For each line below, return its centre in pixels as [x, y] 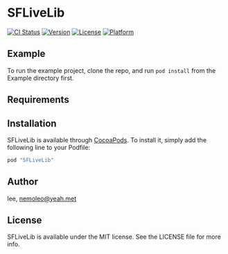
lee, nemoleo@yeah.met [42, 198]
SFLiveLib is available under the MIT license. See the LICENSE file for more [114, 237]
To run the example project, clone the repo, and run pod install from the [112, 70]
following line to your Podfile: [49, 147]
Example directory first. [41, 78]
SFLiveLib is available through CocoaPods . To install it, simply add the [107, 139]
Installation [32, 123]
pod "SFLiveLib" [30, 160]
